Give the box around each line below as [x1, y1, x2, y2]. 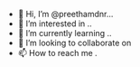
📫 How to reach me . [17, 48, 98, 58]
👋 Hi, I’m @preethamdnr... [17, 9, 114, 19]
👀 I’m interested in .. [17, 18, 92, 29]
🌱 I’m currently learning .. [17, 28, 112, 38]
